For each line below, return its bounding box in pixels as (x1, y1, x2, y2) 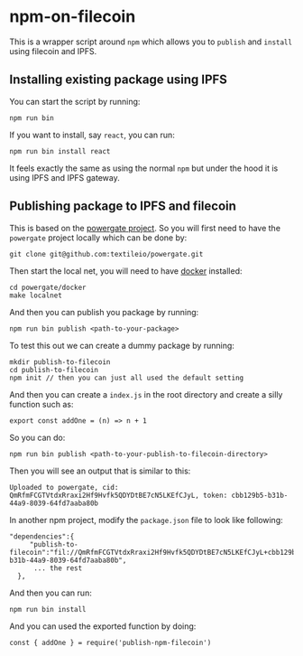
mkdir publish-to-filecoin (9, 357, 111, 367)
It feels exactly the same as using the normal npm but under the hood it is (9, 163, 279, 173)
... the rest (32, 563, 83, 573)
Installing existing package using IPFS (9, 72, 228, 88)
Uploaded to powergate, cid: (9, 483, 119, 492)
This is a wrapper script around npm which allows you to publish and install (9, 36, 293, 47)
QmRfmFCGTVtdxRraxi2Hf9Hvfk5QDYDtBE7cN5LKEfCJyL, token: (9, 491, 228, 500)
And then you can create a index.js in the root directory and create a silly (9, 389, 283, 399)
